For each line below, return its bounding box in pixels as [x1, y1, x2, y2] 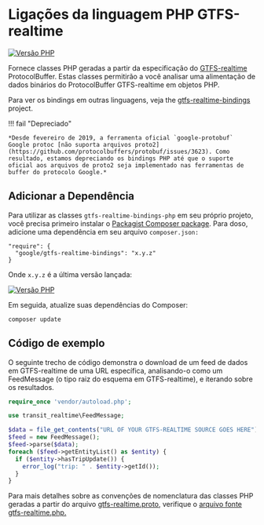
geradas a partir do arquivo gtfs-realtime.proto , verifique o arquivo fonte [8, 500, 242, 509]
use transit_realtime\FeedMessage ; [8, 412, 125, 420]
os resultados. [8, 382, 55, 392]
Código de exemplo [8, 337, 105, 350]
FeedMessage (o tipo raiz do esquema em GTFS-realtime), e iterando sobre [8, 374, 253, 384]
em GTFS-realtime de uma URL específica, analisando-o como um [8, 366, 223, 375]
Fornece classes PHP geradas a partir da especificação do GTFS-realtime [8, 63, 247, 72]
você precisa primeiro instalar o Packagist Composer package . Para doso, [8, 218, 248, 228]
